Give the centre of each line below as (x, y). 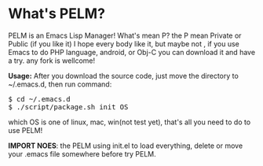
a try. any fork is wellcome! (52, 61)
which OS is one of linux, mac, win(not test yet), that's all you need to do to (130, 122)
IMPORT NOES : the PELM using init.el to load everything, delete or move (126, 146)
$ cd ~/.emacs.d (39, 99)
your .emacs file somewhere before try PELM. (82, 153)
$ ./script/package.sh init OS (68, 107)
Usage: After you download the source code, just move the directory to (124, 76)
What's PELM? (57, 14)
